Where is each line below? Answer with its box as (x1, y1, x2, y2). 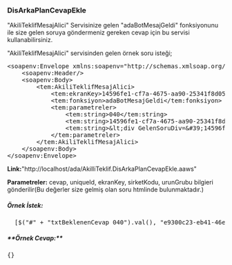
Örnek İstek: (7, 201, 43, 209)
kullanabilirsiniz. (7, 36, 53, 44)
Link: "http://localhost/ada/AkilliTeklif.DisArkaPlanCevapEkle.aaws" (7, 165, 197, 173)
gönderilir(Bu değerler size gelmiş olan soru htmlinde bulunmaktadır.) (7, 185, 204, 194)
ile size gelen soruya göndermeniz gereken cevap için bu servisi (7, 28, 190, 36)
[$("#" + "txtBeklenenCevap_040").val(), (14, 219, 157, 226)
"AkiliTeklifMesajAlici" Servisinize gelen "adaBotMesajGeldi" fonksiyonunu (7, 21, 219, 30)
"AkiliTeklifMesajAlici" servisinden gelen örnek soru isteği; (7, 49, 173, 57)
